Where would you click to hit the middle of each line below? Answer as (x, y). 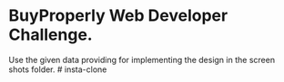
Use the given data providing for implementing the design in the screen (142, 59)
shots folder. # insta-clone (58, 69)
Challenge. (51, 35)
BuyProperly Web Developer (118, 16)
